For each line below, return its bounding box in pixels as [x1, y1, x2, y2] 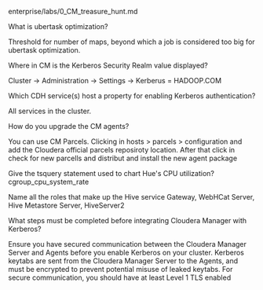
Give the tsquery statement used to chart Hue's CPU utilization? [8, 169, 214, 178]
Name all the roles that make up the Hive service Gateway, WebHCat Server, [8, 193, 255, 201]
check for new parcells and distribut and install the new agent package [8, 153, 238, 163]
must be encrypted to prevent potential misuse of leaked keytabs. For [8, 265, 233, 273]
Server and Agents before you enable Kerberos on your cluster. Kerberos [8, 248, 245, 257]
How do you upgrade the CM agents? [8, 122, 130, 130]
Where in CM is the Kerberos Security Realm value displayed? [8, 61, 208, 70]
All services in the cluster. [8, 106, 92, 116]
